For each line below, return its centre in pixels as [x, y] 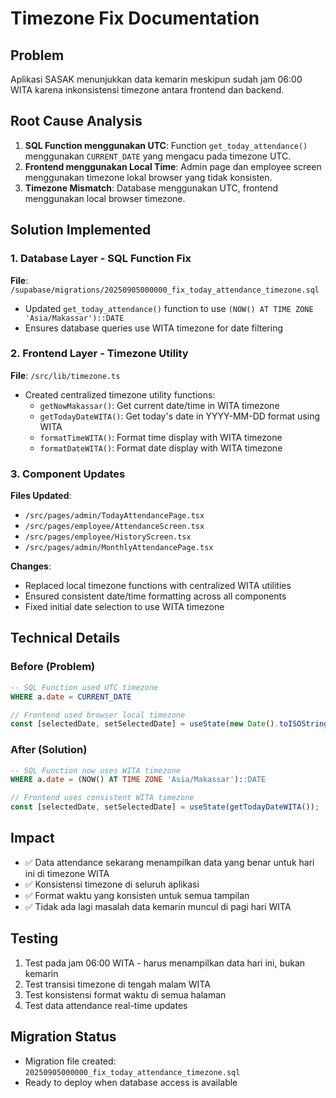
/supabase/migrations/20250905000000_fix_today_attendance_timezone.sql [165, 290]
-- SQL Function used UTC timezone [84, 687]
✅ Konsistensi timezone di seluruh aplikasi [112, 884]
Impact [32, 838]
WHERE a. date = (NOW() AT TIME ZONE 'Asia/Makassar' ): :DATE [138, 780]
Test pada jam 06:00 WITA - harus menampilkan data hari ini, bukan [165, 963]
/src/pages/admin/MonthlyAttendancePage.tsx [119, 548]
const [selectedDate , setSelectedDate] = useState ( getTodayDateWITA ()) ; [165, 807]
